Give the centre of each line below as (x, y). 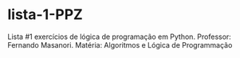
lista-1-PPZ (45, 15)
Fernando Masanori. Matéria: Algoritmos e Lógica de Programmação (120, 44)
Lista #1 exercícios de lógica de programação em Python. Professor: (120, 37)
